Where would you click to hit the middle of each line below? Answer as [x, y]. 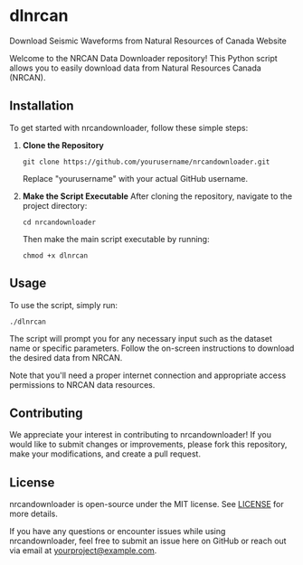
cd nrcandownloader [59, 222]
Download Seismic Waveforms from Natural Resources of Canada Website [148, 41]
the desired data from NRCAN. [66, 357]
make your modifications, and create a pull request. [105, 454]
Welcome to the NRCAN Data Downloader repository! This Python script [143, 58]
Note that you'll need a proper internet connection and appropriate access [148, 375]
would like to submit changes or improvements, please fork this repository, [148, 445]
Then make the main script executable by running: [116, 239]
